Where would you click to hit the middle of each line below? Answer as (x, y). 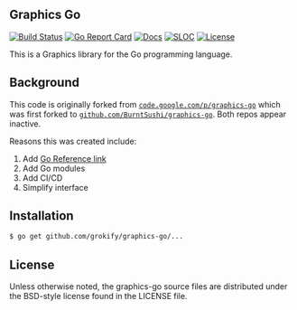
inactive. (25, 123)
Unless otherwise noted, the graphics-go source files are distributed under (148, 287)
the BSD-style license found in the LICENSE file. (98, 296)
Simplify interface (55, 187)
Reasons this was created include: (73, 141)
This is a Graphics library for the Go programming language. (121, 54)
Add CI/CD (42, 178)
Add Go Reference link (64, 158)
